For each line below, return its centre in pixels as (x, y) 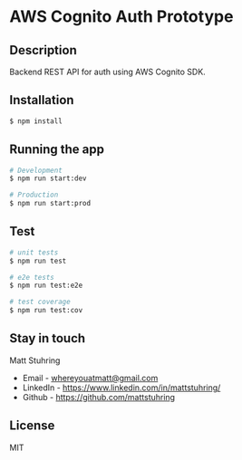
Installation (42, 100)
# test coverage (40, 302)
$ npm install (36, 121)
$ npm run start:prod (50, 204)
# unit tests (34, 252)
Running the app (57, 150)
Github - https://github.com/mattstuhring (98, 397)
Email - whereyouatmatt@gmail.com (90, 378)
